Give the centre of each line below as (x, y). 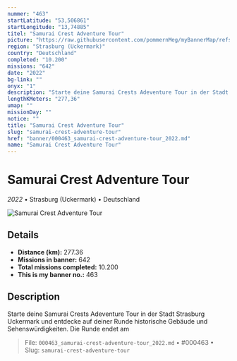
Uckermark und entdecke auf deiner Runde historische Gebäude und (108, 321)
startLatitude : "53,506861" (49, 20)
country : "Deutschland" (42, 54)
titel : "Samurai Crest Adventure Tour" (66, 33)
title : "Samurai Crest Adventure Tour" (66, 125)
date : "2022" (26, 73)
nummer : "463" (28, 14)
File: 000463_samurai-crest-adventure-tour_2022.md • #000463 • (119, 342)
